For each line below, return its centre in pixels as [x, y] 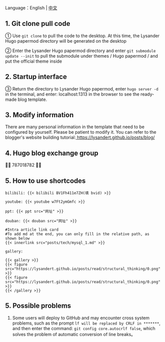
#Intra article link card [32, 230]
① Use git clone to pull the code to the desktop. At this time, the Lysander [82, 36]
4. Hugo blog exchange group [52, 153]
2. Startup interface [36, 77]
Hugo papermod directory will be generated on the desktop [66, 41]
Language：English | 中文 [31, 8]
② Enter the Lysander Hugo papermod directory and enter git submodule [81, 50]
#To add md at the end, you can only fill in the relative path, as [77, 234]
